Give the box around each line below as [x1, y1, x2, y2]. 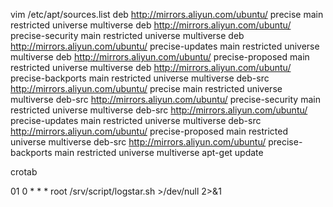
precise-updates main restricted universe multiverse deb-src [10, 115, 262, 126]
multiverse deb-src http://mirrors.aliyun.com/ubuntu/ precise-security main [10, 94, 321, 105]
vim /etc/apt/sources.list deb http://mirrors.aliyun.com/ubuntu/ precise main [10, 9, 324, 20]
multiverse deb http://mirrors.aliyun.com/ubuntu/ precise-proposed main [10, 51, 310, 63]
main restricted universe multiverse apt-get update [54, 147, 264, 158]
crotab [10, 166, 38, 178]
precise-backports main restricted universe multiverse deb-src [10, 72, 270, 84]
